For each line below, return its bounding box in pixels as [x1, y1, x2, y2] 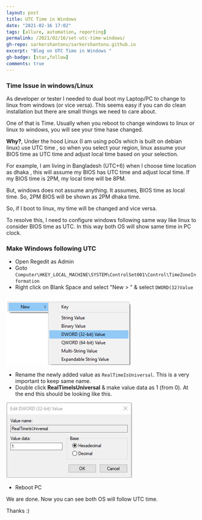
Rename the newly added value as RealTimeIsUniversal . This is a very [14, 371, 190, 378]
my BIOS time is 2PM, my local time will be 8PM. [6, 175, 127, 182]
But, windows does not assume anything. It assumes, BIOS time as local [6, 186, 185, 194]
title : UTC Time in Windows [6, 16, 77, 22]
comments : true [6, 60, 45, 66]
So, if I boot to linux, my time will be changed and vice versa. [6, 205, 157, 212]
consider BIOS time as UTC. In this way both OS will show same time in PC [6, 223, 192, 230]
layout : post [6, 10, 39, 16]
